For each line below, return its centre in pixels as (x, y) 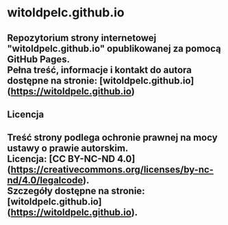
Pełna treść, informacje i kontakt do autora (100, 70)
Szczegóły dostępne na (58, 191)
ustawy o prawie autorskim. (68, 148)
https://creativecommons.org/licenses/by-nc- (112, 170)
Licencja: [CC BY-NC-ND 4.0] (71, 159)
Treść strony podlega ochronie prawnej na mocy (112, 138)
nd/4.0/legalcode (45, 180)
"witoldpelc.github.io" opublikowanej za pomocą (114, 48)
